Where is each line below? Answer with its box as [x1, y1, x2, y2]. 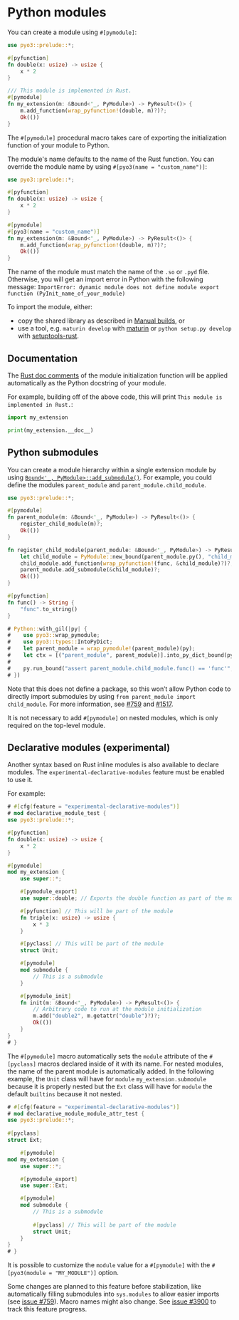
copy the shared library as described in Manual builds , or [17, 316, 185, 325]
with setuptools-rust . [17, 332, 80, 341]
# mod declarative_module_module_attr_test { [7, 1110, 144, 1117]
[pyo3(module [7, 1269, 46, 1277]
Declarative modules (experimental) [7, 742, 171, 754]
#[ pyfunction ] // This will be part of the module [20, 908, 174, 915]
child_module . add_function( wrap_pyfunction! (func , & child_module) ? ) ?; [20, 560, 234, 567]
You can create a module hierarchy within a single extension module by [7, 465, 217, 474]
